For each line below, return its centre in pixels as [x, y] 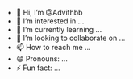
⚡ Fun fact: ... [38, 68]
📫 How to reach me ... [53, 47]
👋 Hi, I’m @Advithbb [49, 12]
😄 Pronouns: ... [42, 59]
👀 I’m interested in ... [50, 21]
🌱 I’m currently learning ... [59, 29]
